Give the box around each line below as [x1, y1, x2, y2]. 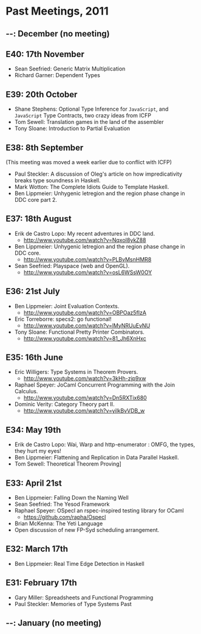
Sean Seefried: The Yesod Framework [14, 500, 110, 508]
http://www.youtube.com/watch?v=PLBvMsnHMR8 [23, 255, 152, 263]
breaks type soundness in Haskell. [14, 177, 101, 184]
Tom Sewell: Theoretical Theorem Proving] [14, 460, 122, 467]
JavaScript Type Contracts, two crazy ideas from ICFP [14, 112, 151, 119]
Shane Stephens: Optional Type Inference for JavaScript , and [14, 105, 169, 113]
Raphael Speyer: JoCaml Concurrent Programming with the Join [14, 381, 175, 388]
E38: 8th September [5, 142, 84, 153]
